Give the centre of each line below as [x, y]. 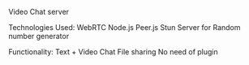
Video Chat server [39, 12]
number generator [39, 36]
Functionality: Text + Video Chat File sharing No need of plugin [113, 52]
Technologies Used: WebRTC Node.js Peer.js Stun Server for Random [124, 27]
